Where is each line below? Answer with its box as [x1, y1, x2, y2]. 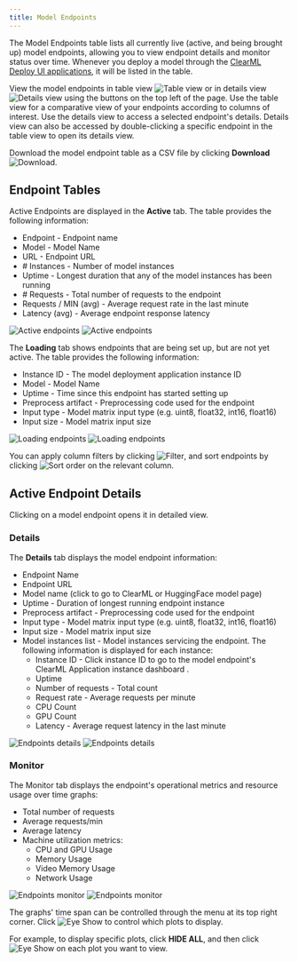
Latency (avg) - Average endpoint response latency [21, 308, 210, 319]
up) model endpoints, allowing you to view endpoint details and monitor [9, 46, 271, 58]
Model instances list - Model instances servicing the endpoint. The [21, 635, 266, 646]
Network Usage [35, 872, 93, 883]
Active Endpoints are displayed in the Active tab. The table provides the [9, 206, 272, 217]
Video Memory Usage [35, 863, 115, 873]
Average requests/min [21, 815, 104, 826]
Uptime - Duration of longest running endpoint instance [21, 597, 225, 608]
